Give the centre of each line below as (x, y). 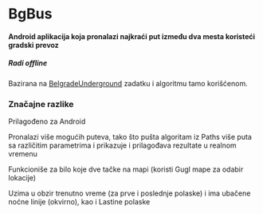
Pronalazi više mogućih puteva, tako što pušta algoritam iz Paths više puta (130, 137)
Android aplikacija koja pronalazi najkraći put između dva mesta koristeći (132, 36)
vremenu (23, 154)
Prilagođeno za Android (47, 121)
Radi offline (28, 63)
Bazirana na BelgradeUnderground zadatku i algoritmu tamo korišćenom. (128, 83)
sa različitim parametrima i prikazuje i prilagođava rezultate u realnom (122, 145)
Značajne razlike (41, 104)
